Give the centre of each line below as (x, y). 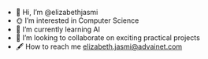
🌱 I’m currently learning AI (58, 29)
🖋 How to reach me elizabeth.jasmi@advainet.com (99, 46)
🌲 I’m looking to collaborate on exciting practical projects (108, 38)
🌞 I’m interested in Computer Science (77, 20)
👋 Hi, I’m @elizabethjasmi (57, 12)
